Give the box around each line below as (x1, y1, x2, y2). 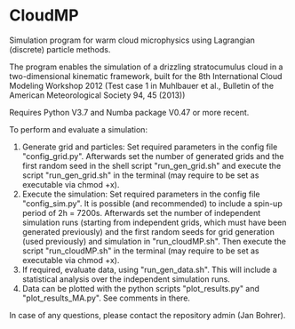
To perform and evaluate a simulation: (9, 124, 148, 134)
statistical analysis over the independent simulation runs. (21, 273, 231, 285)
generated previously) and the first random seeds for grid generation (21, 226, 275, 237)
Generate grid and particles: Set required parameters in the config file (21, 141, 278, 152)
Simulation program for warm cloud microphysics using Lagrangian (9, 35, 256, 45)
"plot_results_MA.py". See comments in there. (21, 293, 191, 303)
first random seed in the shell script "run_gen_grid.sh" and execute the (21, 160, 282, 171)
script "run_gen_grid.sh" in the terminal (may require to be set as (21, 170, 259, 181)
